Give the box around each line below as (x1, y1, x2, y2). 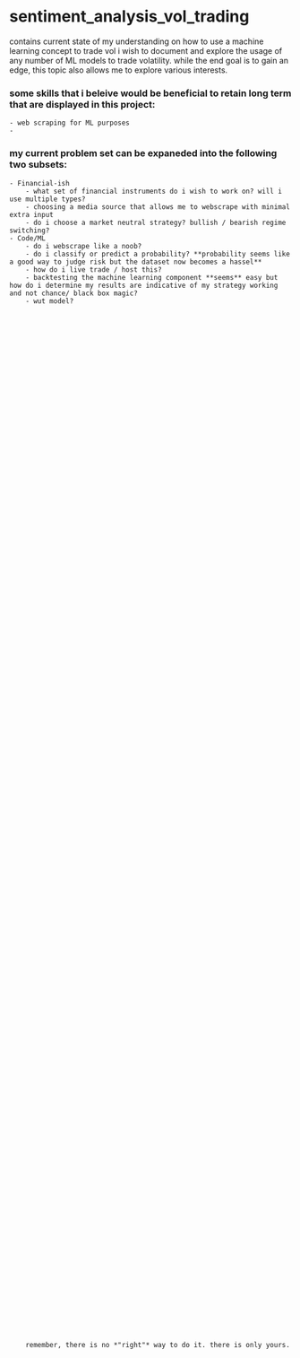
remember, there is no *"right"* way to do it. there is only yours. (25, 1340, 291, 1349)
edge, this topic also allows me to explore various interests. (9, 65, 228, 75)
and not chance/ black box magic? (9, 289, 139, 298)
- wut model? (25, 296, 74, 306)
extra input (9, 210, 54, 219)
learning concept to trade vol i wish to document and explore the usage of (9, 45, 283, 56)
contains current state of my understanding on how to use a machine (9, 36, 264, 47)
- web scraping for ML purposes (9, 118, 130, 127)
